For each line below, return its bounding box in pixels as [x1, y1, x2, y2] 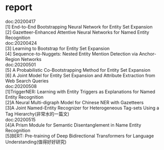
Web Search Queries [5, 78, 49, 84]
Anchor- [139, 50, 156, 57]
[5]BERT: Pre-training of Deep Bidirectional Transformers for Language [5, 133, 154, 139]
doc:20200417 [5, 18, 36, 24]
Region [5, 56, 20, 62]
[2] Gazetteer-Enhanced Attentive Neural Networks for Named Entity [5, 29, 149, 35]
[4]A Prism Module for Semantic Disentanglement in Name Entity [5, 122, 142, 128]
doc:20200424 [5, 40, 37, 46]
